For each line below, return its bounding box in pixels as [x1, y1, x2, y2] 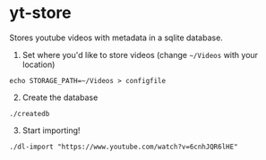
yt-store [9, 3, 72, 23]
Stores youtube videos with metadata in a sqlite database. [9, 32, 224, 43]
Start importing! [21, 124, 81, 136]
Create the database [21, 92, 99, 103]
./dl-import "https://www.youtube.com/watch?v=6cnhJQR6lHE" [9, 142, 239, 151]
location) [21, 59, 56, 70]
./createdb [9, 109, 50, 118]
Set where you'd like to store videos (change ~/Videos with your [21, 49, 258, 60]
